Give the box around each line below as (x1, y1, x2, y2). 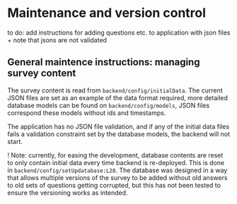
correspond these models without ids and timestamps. (7, 108, 166, 117)
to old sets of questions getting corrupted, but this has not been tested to (7, 181, 221, 189)
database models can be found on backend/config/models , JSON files (7, 101, 210, 109)
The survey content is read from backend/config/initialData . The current (7, 86, 223, 95)
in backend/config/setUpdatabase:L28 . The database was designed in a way (7, 166, 228, 174)
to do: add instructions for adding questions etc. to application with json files (7, 28, 231, 37)
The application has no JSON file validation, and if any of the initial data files (7, 122, 230, 131)
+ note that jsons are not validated (7, 35, 108, 44)
